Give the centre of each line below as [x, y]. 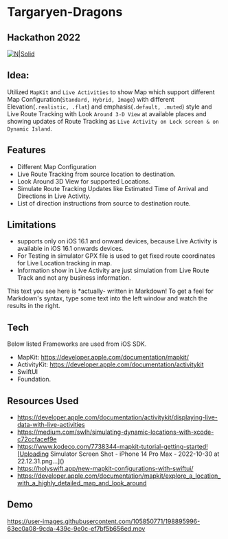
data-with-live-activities [51, 425]
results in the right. [34, 306]
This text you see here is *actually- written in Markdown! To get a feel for [111, 291]
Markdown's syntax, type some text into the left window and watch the [107, 298]
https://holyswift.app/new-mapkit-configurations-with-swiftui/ [105, 469]
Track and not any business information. [74, 278]
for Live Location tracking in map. [64, 263]
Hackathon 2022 [44, 37]
